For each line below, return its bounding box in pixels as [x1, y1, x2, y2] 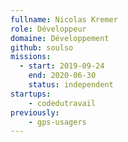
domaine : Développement [10, 33, 110, 43]
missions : [10, 52, 52, 62]
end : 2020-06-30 [28, 71, 97, 81]
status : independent [28, 80, 114, 90]
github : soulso [10, 42, 74, 53]
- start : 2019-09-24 [19, 61, 105, 71]
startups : [10, 89, 52, 99]
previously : [10, 107, 60, 118]
